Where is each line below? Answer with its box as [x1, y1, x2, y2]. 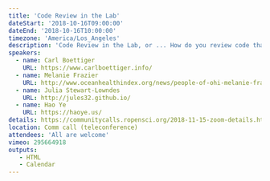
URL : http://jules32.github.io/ [22, 94, 131, 102]
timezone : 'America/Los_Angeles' [8, 34, 121, 42]
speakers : [8, 49, 42, 57]
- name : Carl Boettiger [15, 57, 95, 65]
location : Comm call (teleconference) [8, 123, 138, 131]
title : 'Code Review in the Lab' [8, 11, 121, 20]
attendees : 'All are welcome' [8, 131, 110, 139]
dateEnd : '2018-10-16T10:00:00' [8, 26, 117, 34]
